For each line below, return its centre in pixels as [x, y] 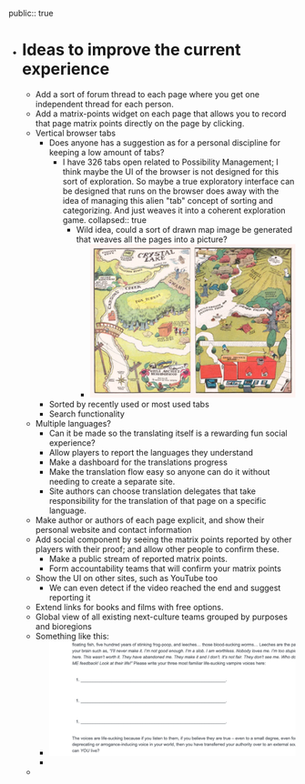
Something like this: [72, 636]
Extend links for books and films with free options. [129, 607]
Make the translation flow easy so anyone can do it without [159, 471]
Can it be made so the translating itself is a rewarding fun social [168, 433]
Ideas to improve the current [132, 50]
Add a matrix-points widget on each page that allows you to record [161, 114]
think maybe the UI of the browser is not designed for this [171, 171]
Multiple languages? [73, 423]
